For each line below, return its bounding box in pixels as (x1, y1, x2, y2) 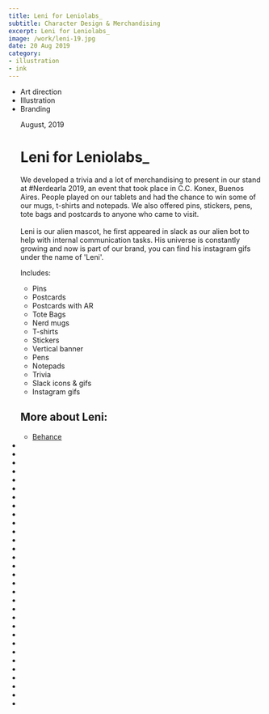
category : (8, 49, 42, 57)
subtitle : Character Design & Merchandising (8, 19, 161, 28)
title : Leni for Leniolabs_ (8, 11, 103, 20)
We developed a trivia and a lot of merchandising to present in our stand (19, 175, 261, 185)
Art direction (19, 87, 62, 96)
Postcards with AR (32, 300, 94, 310)
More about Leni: (19, 410, 107, 424)
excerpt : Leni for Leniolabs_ (8, 27, 111, 35)
